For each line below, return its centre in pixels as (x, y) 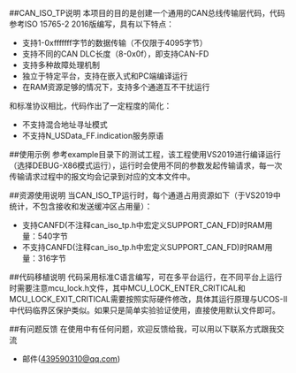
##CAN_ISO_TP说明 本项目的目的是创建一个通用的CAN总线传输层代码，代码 (147, 13)
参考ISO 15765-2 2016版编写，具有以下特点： (92, 24)
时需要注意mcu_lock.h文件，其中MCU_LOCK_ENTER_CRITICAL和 (127, 288)
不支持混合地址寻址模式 (65, 125)
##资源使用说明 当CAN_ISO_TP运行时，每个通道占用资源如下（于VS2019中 (145, 195)
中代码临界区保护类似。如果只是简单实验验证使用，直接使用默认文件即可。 (144, 310)
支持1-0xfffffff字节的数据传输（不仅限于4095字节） (114, 43)
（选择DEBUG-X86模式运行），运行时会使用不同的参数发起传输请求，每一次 (146, 165)
